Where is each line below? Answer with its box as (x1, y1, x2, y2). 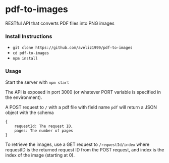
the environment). (5, 94, 42, 100)
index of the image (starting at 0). (5, 152, 75, 158)
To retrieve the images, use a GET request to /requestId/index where (5, 141, 150, 147)
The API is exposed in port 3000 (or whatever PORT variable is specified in (5, 89, 161, 95)
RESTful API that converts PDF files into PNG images (5, 20, 115, 26)
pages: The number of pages (14, 128, 73, 133)
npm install (12, 56, 38, 61)
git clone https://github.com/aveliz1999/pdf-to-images (12, 45, 133, 50)
